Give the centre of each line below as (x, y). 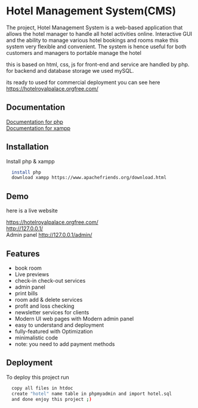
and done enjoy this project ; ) (52, 399)
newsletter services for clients (52, 312)
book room (28, 268)
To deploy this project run (38, 377)
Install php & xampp (30, 161)
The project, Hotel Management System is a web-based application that (95, 27)
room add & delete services (49, 299)
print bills (26, 293)
